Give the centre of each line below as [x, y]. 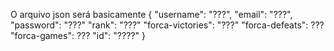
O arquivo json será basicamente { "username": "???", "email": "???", [151, 14]
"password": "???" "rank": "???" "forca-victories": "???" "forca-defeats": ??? [167, 25]
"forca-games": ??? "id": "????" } [78, 35]
